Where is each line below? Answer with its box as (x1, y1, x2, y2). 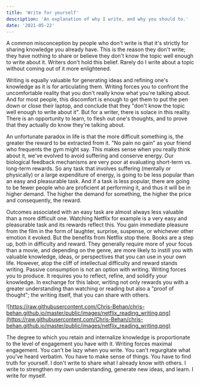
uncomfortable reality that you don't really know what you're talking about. (6, 89, 190, 97)
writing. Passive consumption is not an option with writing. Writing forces (6, 266, 187, 273)
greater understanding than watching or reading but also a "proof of (6, 285, 174, 293)
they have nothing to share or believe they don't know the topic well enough (6, 52, 193, 59)
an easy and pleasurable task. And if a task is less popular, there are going (6, 178, 190, 185)
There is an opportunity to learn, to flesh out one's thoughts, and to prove (6, 115, 187, 123)
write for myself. (6, 372, 47, 380)
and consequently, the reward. (6, 197, 82, 204)
